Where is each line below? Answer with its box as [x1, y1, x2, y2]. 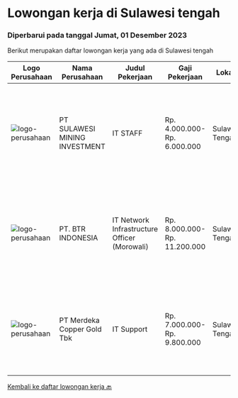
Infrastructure [112, 224, 158, 234]
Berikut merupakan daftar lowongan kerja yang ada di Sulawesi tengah [7, 46, 214, 55]
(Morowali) [112, 242, 149, 252]
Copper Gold [59, 324, 102, 334]
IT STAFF [112, 128, 143, 138]
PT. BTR [59, 224, 86, 234]
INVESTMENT [59, 142, 106, 152]
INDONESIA [59, 233, 98, 243]
